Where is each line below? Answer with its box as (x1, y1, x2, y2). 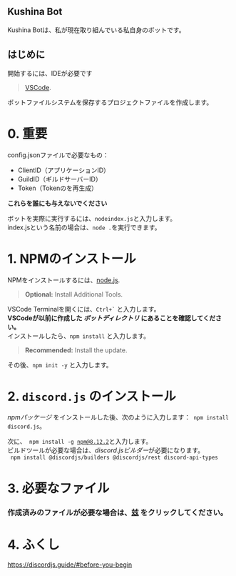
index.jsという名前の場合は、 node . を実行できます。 (7, 223, 162, 232)
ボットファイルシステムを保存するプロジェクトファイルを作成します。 (7, 98, 213, 106)
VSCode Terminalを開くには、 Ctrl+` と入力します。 (7, 304, 160, 313)
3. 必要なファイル (7, 480, 110, 496)
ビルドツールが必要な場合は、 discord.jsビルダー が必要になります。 (7, 446, 205, 455)
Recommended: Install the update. (24, 346, 128, 354)
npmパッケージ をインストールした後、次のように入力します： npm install (7, 413, 230, 422)
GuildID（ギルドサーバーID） (17, 174, 102, 183)
